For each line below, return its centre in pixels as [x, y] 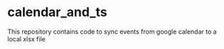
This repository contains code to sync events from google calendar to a [112, 31]
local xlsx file [27, 38]
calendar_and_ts [58, 12]
